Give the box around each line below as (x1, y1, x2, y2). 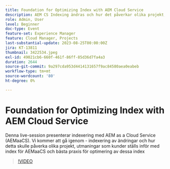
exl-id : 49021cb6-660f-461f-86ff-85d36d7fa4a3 (5, 54, 105, 60)
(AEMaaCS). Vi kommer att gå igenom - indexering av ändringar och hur (5, 138, 155, 144)
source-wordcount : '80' (5, 74, 56, 79)
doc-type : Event (5, 26, 39, 31)
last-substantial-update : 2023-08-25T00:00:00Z (5, 41, 108, 46)
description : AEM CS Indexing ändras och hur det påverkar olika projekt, (5, 12, 166, 17)
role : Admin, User (5, 17, 44, 22)
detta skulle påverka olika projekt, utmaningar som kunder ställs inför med (5, 143, 160, 149)
